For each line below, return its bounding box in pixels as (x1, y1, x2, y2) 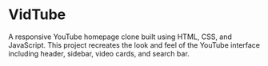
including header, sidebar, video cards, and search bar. (8, 49, 190, 58)
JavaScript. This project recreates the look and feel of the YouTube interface (8, 40, 261, 49)
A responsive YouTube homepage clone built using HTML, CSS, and (8, 32, 232, 41)
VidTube (8, 6, 66, 24)
